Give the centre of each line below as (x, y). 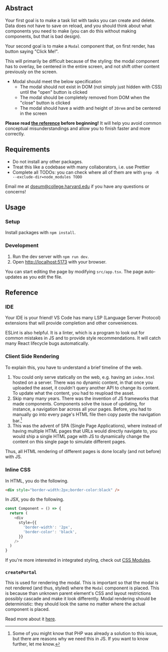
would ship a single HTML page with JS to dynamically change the (81, 437)
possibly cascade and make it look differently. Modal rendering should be (81, 599)
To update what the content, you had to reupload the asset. (73, 393)
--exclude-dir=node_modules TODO (47, 177)
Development (22, 246)
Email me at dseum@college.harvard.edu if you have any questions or (77, 186)
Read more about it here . (31, 619)
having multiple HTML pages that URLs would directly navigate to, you (85, 431)
